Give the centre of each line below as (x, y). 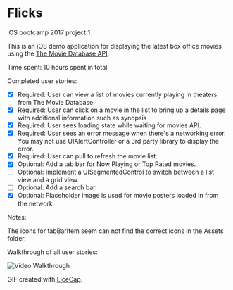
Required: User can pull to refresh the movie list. (88, 156)
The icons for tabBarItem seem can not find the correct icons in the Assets (115, 231)
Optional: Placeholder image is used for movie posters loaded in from (118, 196)
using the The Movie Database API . (58, 53)
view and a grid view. (48, 180)
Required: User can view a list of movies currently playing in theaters (117, 94)
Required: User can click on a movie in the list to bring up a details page (122, 110)
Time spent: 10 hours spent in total (57, 67)
